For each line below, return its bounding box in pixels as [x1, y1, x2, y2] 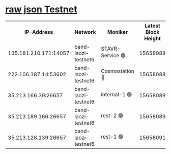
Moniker [107, 28, 128, 35]
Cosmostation [101, 68, 134, 75]
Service [101, 52, 120, 59]
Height [144, 35, 161, 42]
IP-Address [24, 28, 53, 35]
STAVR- [101, 45, 121, 52]
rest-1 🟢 [101, 133, 124, 140]
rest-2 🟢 [101, 112, 124, 119]
